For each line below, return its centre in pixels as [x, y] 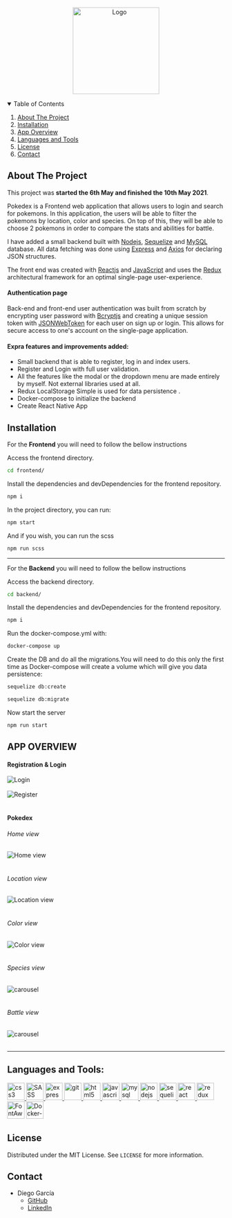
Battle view [23, 1013]
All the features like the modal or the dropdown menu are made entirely [118, 376]
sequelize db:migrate [38, 699]
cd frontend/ [26, 471]
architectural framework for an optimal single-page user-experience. [105, 277]
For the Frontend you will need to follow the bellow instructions [97, 444]
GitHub [38, 1201]
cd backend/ [24, 594]
